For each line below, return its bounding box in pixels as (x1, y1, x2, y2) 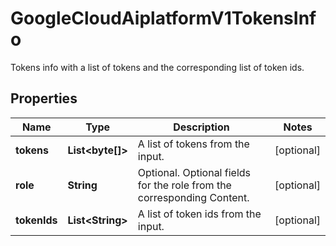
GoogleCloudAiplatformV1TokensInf (10, 7, 317, 30)
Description (173, 120, 230, 134)
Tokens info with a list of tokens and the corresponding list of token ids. (10, 61, 305, 73)
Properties (10, 90, 78, 107)
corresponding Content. (137, 190, 250, 204)
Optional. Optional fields (137, 165, 252, 179)
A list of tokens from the (137, 137, 250, 151)
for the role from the (137, 178, 232, 192)
